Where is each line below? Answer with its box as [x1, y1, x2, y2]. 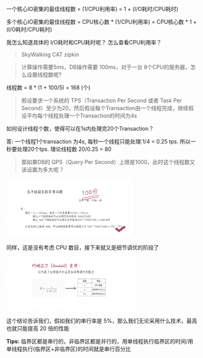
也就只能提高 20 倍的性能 [6, 325, 70, 332]
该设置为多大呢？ [21, 166, 64, 173]
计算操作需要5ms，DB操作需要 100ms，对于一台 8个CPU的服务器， [21, 63, 191, 71]
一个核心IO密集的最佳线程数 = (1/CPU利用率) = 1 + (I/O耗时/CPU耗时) [6, 5, 179, 12]
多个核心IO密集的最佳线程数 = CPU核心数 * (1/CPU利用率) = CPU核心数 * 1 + [6, 18, 198, 26]
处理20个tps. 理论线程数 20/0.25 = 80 [16, 145, 112, 153]
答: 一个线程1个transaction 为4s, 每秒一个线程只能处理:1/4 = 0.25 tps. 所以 [6, 138, 191, 145]
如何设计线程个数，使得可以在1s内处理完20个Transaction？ [6, 125, 154, 132]
